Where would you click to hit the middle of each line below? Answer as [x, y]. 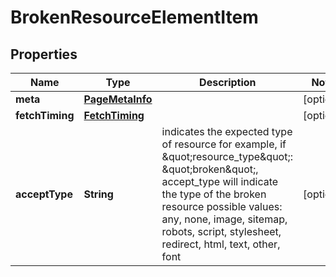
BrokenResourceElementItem [134, 17]
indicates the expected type [227, 131]
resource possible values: [222, 206]
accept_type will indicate [220, 181]
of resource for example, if [224, 144]
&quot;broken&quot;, [210, 169]
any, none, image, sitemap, [224, 219]
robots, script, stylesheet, [221, 231]
